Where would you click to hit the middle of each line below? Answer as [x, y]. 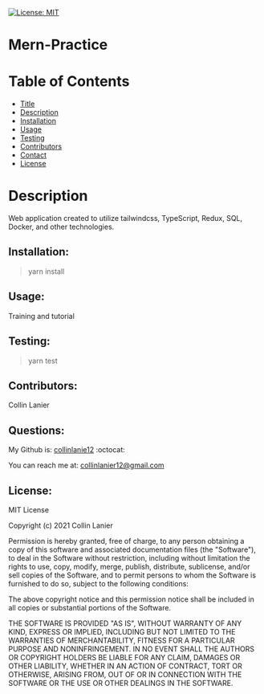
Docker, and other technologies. [61, 227]
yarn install [46, 271]
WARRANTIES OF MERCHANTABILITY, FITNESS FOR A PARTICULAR [122, 640]
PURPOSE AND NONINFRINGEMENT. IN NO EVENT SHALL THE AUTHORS [132, 649]
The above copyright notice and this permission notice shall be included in [131, 599]
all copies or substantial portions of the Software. [89, 607]
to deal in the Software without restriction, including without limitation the [129, 557]
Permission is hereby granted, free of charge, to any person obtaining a [126, 541]
